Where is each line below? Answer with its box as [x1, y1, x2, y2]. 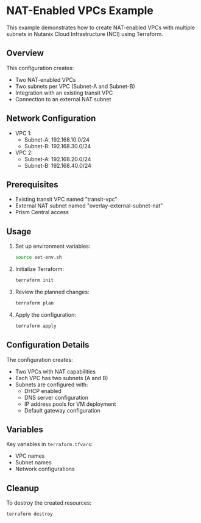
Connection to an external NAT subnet [15, 95, 111, 103]
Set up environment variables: [15, 242, 91, 250]
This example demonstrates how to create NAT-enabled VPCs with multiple [6, 24, 196, 31]
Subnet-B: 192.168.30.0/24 [24, 142, 91, 150]
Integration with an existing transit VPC [15, 89, 113, 96]
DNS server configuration [24, 394, 89, 401]
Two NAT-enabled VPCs [15, 76, 76, 83]
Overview [6, 48, 44, 59]
